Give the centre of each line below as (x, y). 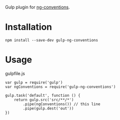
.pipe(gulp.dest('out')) (48, 108)
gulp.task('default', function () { (43, 95)
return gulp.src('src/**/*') (44, 100)
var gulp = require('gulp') (34, 82)
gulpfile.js (15, 73)
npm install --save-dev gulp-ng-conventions (52, 40)
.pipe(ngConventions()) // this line (61, 104)
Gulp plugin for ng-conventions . (38, 7)
